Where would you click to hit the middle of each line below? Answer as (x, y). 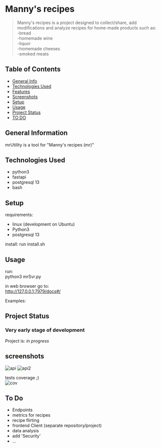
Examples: (15, 301)
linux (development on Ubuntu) (43, 224)
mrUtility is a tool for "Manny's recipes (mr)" (50, 145)
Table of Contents (33, 69)
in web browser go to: (27, 286)
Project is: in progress (27, 341)
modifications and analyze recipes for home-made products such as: (87, 27)
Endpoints (22, 410)
